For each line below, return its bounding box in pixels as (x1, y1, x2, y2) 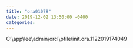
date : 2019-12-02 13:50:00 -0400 (6, 14, 88, 20)
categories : (6, 19, 35, 25)
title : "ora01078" (6, 8, 51, 15)
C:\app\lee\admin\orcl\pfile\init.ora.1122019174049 (6, 36, 128, 43)
